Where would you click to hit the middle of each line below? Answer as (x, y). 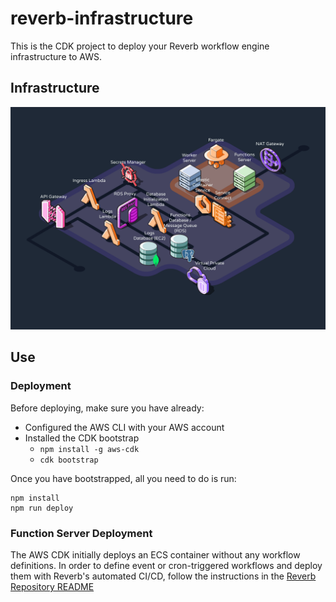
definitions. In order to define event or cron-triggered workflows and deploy (166, 566)
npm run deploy (42, 508)
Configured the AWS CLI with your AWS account (124, 427)
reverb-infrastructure (102, 18)
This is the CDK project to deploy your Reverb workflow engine (140, 46)
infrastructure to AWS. (56, 56)
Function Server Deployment (81, 533)
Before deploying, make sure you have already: (107, 408)
